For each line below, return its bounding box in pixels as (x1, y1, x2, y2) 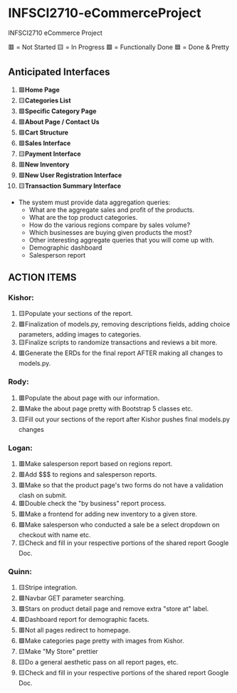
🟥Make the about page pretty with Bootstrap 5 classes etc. (18, 404, 193, 413)
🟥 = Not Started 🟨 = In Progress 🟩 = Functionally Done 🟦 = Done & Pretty (8, 43, 230, 51)
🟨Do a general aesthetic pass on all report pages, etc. (18, 658, 179, 667)
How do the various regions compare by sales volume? (28, 221, 191, 229)
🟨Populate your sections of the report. (18, 310, 133, 318)
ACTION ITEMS (8, 272, 77, 284)
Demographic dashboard (28, 243, 102, 252)
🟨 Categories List (18, 96, 71, 105)
